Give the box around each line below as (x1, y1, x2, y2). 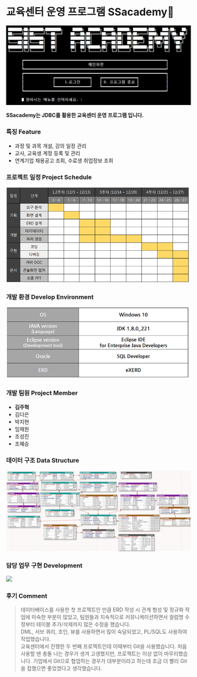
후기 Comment (6, 591, 47, 600)
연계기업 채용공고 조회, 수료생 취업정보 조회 (14, 157, 114, 164)
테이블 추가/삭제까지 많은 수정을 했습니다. (36, 621, 131, 628)
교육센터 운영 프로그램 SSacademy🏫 (6, 5, 175, 19)
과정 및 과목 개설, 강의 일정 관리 (14, 142, 87, 149)
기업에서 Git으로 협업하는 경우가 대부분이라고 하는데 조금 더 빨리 (33, 658, 179, 665)
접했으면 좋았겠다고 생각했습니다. (26, 665, 103, 672)
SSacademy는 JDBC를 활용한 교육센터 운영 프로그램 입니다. (6, 112, 144, 119)
